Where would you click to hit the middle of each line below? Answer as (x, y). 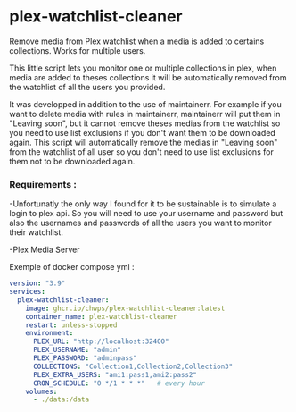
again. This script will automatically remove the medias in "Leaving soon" (144, 142)
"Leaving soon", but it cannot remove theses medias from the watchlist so (145, 123)
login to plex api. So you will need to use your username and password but (146, 214)
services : (28, 292)
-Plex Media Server (45, 250)
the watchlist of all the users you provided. (87, 87)
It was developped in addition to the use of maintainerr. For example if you (146, 104)
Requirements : (43, 184)
